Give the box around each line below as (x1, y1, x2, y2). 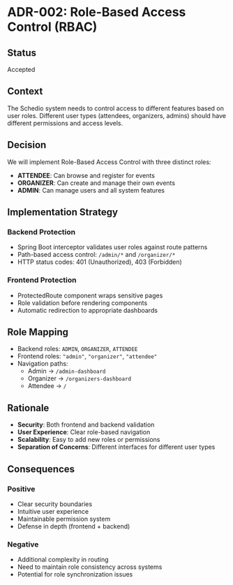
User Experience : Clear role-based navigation (17, 428, 151, 436)
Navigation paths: (17, 360, 68, 368)
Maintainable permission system (17, 514, 111, 523)
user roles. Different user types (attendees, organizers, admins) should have (7, 111, 227, 119)
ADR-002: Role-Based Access (7, 4, 186, 20)
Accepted (7, 66, 36, 73)
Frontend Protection (7, 275, 77, 285)
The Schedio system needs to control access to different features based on (7, 104, 225, 112)
